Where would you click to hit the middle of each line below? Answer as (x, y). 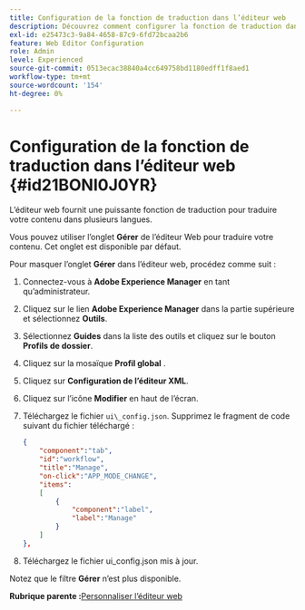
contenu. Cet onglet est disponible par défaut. (95, 247)
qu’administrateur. (56, 292)
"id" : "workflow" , (72, 460)
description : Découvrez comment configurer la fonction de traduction (146, 26)
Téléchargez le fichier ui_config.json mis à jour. (110, 561)
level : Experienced (46, 60)
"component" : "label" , (112, 510)
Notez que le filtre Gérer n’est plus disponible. (95, 578)
